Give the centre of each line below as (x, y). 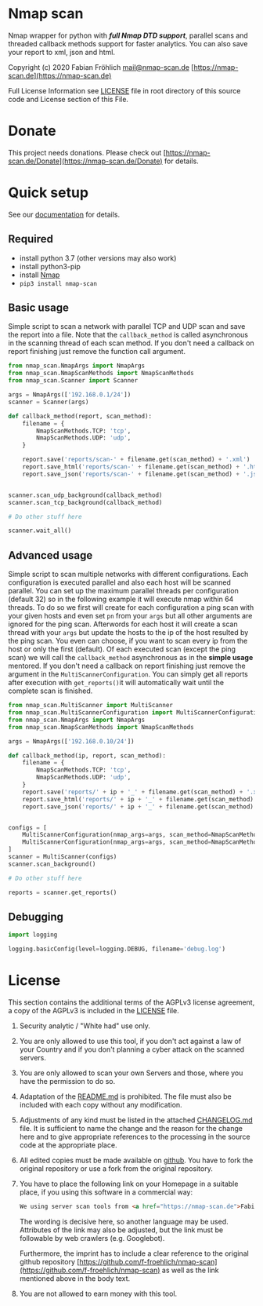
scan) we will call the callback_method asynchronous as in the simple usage (131, 658)
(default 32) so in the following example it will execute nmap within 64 (121, 599)
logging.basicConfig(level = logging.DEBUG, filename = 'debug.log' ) (117, 949)
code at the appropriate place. (68, 1145)
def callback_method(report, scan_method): (80, 416)
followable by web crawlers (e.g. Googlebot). (92, 1238)
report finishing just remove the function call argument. (97, 352)
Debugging (36, 916)
